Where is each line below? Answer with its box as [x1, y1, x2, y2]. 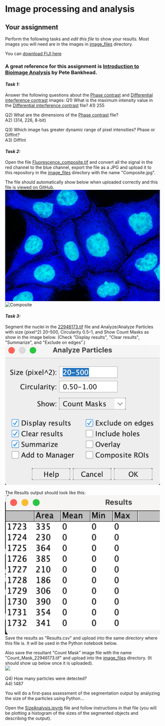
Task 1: [5, 81, 20, 87]
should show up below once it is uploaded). [5, 660, 93, 666]
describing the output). [5, 715, 52, 722]
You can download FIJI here [5, 51, 62, 56]
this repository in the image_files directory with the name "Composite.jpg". [5, 170, 156, 176]
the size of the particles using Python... [5, 696, 84, 701]
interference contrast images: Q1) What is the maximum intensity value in [5, 97, 153, 104]
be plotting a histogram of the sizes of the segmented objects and [5, 710, 138, 716]
